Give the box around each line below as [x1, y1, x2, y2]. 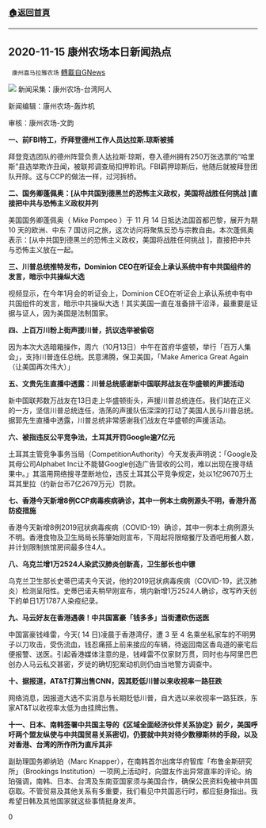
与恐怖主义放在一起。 [8, 245, 78, 255]
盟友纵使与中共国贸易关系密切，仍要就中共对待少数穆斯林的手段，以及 [28, 730, 258, 739]
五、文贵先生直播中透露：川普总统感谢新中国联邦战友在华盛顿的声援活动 [8, 379, 244, 389]
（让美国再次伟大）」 [8, 362, 74, 372]
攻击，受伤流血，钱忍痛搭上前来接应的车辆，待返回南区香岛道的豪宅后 [28, 640, 258, 650]
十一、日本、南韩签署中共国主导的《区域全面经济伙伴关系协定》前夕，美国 [8, 720, 251, 730]
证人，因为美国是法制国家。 [21, 309, 112, 318]
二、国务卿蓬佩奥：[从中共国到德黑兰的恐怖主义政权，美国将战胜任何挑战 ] [8, 189, 251, 198]
